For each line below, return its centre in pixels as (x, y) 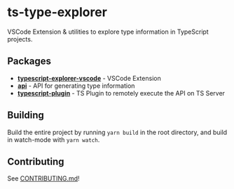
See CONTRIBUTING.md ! (43, 178)
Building (26, 116)
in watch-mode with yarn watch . (54, 139)
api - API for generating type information (76, 86)
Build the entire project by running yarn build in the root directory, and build (117, 132)
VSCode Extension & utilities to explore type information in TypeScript (108, 32)
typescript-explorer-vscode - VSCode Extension (89, 78)
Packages (29, 61)
